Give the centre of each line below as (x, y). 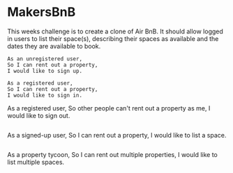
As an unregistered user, (45, 59)
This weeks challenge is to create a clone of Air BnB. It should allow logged (115, 31)
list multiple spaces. (36, 162)
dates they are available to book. (54, 46)
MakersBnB (42, 12)
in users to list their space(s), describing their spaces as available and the (113, 38)
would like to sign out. (39, 115)
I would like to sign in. (45, 95)
